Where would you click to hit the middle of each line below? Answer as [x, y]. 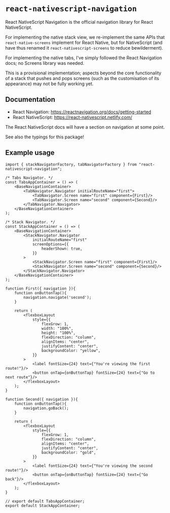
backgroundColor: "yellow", [71, 350]
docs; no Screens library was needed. [45, 63]
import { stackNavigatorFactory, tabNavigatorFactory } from [71, 164]
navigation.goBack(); [46, 408]
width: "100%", [57, 328]
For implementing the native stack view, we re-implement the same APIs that [85, 37]
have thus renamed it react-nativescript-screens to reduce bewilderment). [84, 48]
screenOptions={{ [51, 244]
